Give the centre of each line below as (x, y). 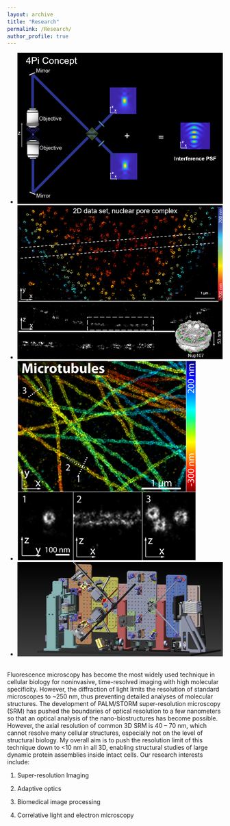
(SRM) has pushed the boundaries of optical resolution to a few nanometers (114, 711)
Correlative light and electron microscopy (75, 815)
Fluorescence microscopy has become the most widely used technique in (111, 675)
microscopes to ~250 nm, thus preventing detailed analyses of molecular (110, 696)
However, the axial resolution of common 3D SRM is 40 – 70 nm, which (107, 726)
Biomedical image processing (59, 802)
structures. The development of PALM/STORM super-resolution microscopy (114, 704)
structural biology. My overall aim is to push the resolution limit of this (105, 740)
